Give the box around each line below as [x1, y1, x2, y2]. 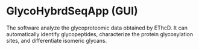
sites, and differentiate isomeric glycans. [6, 37, 107, 44]
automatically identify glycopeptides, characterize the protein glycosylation [6, 30, 194, 37]
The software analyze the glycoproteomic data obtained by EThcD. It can [6, 24, 188, 31]
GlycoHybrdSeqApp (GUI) [6, 4, 139, 18]
